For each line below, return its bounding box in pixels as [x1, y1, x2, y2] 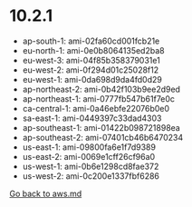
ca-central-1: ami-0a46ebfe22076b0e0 [22, 103, 170, 113]
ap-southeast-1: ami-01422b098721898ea [22, 122, 181, 133]
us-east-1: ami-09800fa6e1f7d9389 [22, 142, 157, 153]
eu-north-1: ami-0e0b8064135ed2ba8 [22, 44, 165, 55]
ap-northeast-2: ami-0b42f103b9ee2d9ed [22, 84, 181, 94]
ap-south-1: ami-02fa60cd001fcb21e [22, 35, 160, 46]
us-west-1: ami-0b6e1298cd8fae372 [22, 161, 159, 172]
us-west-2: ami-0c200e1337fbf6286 [22, 170, 160, 182]
